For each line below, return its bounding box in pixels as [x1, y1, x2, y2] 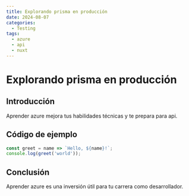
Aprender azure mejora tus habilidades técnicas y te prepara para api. [6, 112, 178, 119]
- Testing [11, 25, 36, 31]
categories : [6, 20, 36, 26]
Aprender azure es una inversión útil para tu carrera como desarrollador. [6, 183, 184, 190]
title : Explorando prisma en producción [6, 8, 108, 15]
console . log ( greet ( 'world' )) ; [6, 151, 81, 157]
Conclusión [6, 167, 50, 177]
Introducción [6, 96, 55, 107]
